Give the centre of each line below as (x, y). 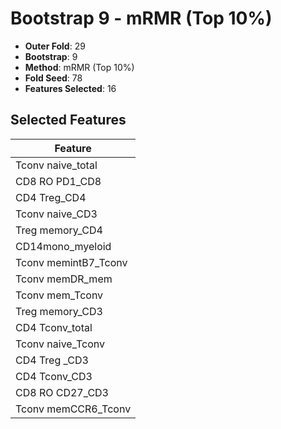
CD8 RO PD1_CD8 (58, 181)
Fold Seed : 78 (53, 78)
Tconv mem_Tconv (59, 295)
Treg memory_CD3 (59, 311)
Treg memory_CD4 (59, 230)
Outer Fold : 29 (55, 46)
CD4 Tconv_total (54, 327)
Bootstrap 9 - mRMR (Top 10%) (141, 18)
